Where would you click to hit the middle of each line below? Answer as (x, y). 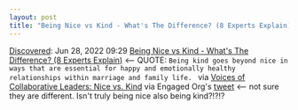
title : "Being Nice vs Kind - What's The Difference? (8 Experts (132, 26)
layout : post (33, 17)
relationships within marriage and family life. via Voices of (127, 77)
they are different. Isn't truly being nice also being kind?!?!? (117, 95)
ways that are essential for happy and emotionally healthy (123, 68)
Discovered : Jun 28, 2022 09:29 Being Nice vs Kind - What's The (129, 50)
